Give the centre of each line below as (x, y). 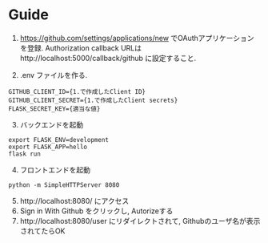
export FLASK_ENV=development (59, 140)
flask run (25, 154)
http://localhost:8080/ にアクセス (74, 200)
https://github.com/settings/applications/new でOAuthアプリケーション (137, 38)
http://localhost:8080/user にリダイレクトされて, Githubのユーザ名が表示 (140, 221)
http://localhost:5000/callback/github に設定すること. (108, 58)
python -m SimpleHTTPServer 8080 (64, 185)
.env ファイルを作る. (54, 75)
